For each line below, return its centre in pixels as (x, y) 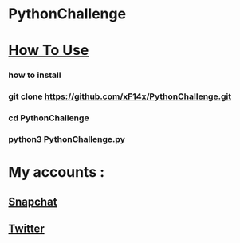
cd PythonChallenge (49, 118)
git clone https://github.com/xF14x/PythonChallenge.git (120, 96)
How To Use (49, 51)
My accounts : (57, 172)
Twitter (27, 229)
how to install (35, 75)
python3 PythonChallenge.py (67, 139)
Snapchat (33, 201)
